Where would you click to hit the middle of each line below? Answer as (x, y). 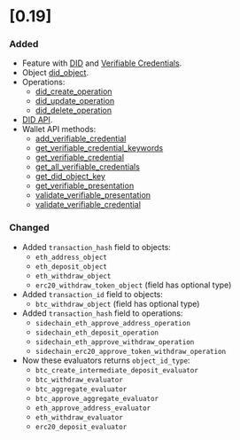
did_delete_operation (74, 110)
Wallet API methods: (59, 130)
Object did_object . (55, 73)
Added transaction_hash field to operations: (102, 313)
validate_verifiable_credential (88, 205)
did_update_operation (75, 101)
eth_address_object (71, 257)
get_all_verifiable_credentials (87, 167)
